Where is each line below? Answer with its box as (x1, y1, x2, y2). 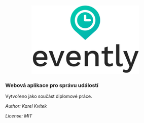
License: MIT (5, 113, 32, 119)
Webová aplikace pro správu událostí (5, 81, 99, 89)
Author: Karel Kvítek (5, 103, 47, 109)
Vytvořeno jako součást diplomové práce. (5, 93, 92, 99)
